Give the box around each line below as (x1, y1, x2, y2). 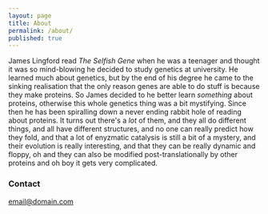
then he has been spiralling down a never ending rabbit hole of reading (8, 107, 242, 117)
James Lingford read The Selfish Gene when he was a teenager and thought (8, 56, 260, 66)
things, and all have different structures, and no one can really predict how (8, 124, 254, 134)
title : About (8, 19, 52, 27)
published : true (8, 34, 62, 42)
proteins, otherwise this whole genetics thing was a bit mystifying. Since (8, 99, 246, 108)
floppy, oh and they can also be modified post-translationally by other (8, 150, 238, 159)
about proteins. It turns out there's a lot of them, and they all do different (8, 115, 246, 125)
